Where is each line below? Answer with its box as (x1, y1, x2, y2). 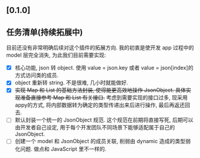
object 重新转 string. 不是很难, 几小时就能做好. (14, 79, 128, 86)
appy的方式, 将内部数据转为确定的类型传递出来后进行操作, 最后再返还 (14, 101, 185, 109)
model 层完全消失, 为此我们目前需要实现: (6, 51, 106, 59)
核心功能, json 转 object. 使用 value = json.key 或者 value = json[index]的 (14, 64, 194, 72)
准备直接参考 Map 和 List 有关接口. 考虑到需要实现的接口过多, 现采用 (20, 94, 188, 101)
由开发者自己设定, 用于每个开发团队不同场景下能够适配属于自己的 (14, 124, 175, 131)
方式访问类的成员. (14, 72, 59, 79)
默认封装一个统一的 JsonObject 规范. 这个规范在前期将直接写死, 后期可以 (14, 116, 194, 123)
